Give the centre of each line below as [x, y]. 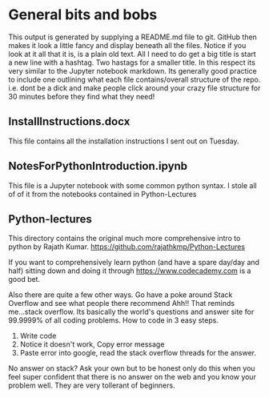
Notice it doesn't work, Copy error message [92, 344]
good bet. [24, 279]
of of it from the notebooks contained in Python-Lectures [102, 194]
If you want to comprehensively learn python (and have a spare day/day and [134, 263]
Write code [38, 336]
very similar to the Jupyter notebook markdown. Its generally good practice [133, 70]
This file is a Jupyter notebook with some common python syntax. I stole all [133, 185]
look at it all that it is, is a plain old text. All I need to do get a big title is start [132, 54]
